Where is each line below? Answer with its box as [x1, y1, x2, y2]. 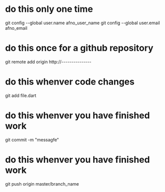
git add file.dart [5, 93, 37, 98]
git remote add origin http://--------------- [5, 58, 92, 65]
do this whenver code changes [5, 76, 135, 88]
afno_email [5, 25, 28, 31]
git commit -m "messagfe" [5, 137, 59, 143]
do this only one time [5, 3, 93, 15]
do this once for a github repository [5, 43, 154, 54]
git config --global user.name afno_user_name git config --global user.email [5, 20, 160, 26]
